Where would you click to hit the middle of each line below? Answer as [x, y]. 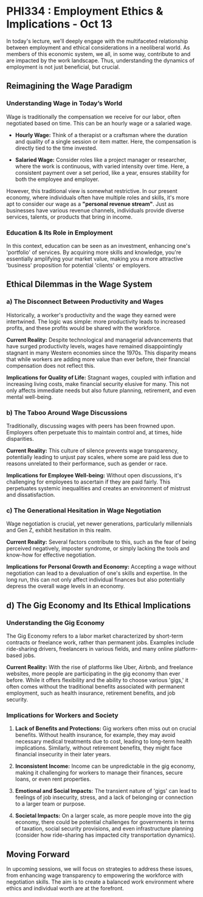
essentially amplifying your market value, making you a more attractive [95, 259]
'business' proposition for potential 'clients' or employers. [78, 265]
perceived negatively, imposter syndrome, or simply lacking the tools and [98, 549]
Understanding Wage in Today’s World [64, 104]
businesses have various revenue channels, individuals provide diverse [95, 210]
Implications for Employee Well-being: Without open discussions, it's [94, 475]
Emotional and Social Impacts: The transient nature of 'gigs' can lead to [106, 791]
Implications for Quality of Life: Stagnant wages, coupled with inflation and [101, 377]
